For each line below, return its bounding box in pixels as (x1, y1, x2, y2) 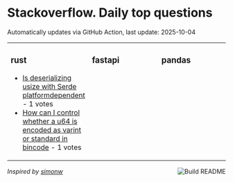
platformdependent (22, 90, 85, 100)
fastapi (92, 55, 120, 66)
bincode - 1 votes (22, 142, 82, 152)
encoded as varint (22, 125, 82, 135)
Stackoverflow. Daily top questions (7, 5, 213, 21)
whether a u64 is (22, 116, 78, 126)
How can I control (22, 108, 80, 117)
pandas (161, 55, 191, 66)
